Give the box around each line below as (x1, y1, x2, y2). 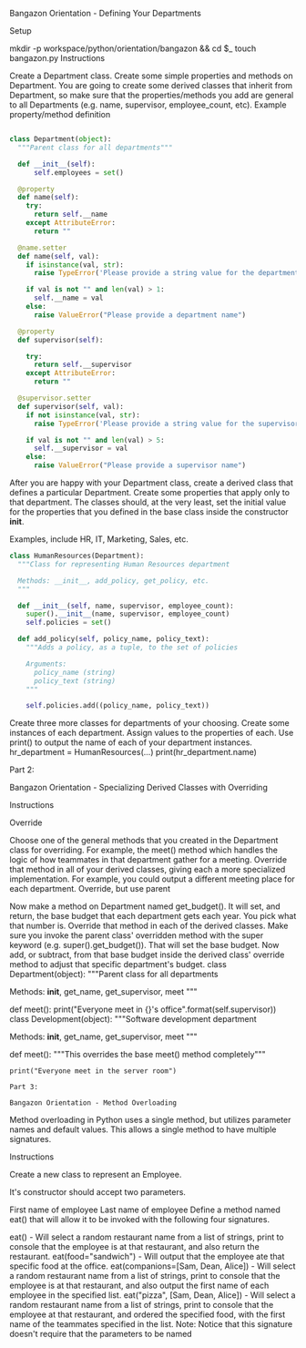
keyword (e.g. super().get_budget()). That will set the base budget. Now (9, 940, 280, 951)
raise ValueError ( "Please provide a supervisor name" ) (33, 461, 247, 470)
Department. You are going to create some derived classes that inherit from (9, 80, 293, 90)
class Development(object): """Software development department (9, 1014, 257, 1025)
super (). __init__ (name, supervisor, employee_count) (25, 609, 230, 618)
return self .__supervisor (33, 360, 132, 370)
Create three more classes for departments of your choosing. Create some (9, 718, 290, 729)
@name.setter (17, 243, 67, 252)
